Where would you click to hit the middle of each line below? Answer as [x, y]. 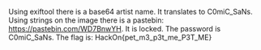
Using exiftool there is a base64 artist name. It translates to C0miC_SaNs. [130, 12]
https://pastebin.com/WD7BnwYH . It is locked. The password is [115, 29]
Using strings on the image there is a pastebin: [86, 20]
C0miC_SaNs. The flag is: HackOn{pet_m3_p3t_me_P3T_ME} [110, 37]
